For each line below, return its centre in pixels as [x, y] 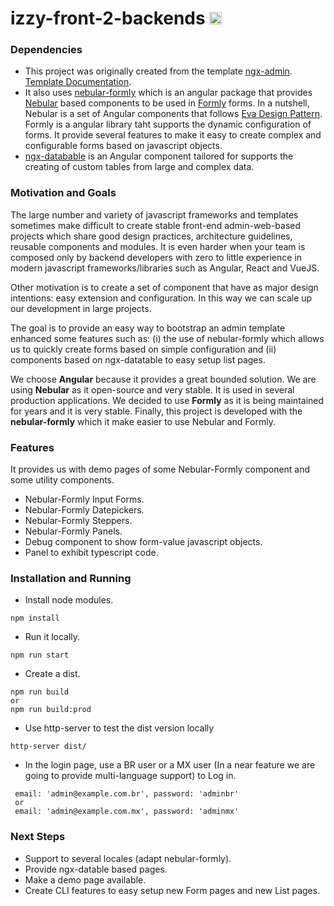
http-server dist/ [48, 747]
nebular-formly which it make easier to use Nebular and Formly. [143, 421]
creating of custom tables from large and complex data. [139, 167]
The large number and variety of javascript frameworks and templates [154, 214]
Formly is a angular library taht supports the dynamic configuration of [168, 124]
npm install [35, 618]
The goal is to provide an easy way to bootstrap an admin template [148, 328]
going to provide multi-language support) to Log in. [130, 776]
